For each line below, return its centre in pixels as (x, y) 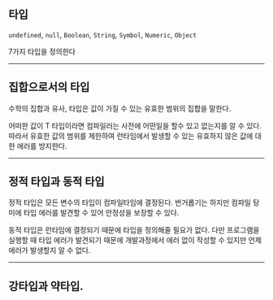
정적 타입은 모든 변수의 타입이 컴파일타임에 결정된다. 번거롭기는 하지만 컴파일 (130, 202)
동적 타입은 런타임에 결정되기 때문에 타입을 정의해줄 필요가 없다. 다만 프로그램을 (134, 230)
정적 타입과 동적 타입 (56, 182)
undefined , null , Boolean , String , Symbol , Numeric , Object (103, 34)
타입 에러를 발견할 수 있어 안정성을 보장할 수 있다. (101, 213)
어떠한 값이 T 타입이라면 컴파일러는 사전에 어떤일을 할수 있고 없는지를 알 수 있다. (135, 125)
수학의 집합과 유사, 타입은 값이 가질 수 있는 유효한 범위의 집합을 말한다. (120, 108)
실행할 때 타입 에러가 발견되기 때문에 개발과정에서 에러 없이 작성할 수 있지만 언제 (135, 240)
